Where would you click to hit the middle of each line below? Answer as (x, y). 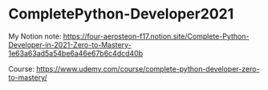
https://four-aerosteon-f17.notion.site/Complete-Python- (156, 36)
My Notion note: (35, 36)
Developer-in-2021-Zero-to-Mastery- (70, 44)
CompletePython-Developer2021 (121, 14)
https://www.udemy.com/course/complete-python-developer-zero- (148, 68)
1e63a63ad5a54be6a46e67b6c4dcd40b (75, 53)
